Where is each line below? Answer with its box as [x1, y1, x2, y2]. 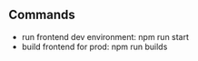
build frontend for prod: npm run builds [21, 41, 168, 52]
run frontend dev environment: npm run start [21, 31, 190, 42]
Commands [8, 7, 76, 23]
